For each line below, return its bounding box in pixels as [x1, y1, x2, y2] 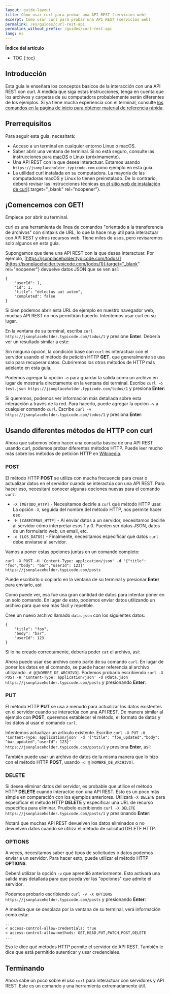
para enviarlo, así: [5, 582, 43, 588]
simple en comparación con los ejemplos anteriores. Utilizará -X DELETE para [5, 794, 165, 800]
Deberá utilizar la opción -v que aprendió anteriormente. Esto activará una [5, 870, 160, 877]
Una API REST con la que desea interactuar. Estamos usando [12, 159, 141, 165]
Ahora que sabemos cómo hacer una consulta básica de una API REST [5, 440, 153, 446]
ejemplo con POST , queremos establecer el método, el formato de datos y [5, 714, 161, 720]
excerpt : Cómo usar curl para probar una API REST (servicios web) [5, 17, 151, 22]
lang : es [5, 31, 24, 36]
